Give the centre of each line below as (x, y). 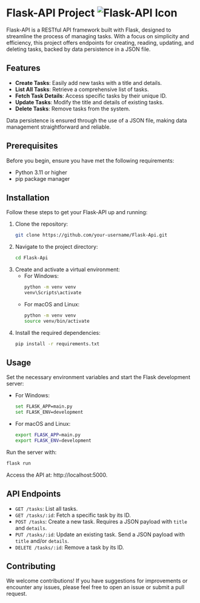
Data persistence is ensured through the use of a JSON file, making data (97, 120)
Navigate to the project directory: (56, 247)
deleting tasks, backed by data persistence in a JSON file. (78, 49)
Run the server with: (32, 452)
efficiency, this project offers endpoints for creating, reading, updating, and (100, 42)
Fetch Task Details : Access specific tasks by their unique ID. (91, 96)
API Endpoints (34, 494)
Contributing (31, 566)
